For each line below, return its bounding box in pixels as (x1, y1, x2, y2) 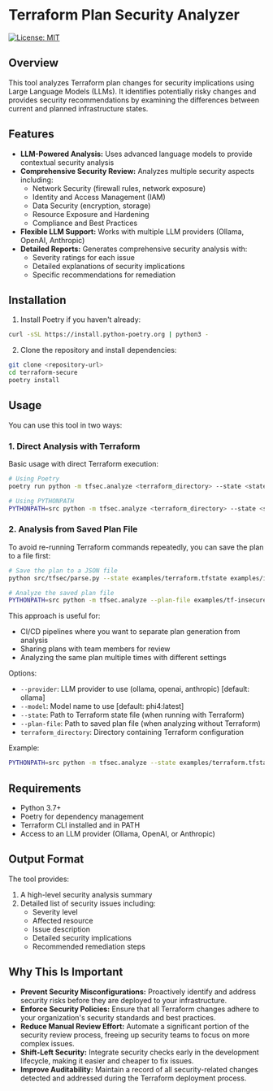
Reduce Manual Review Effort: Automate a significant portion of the (19, 1021, 249, 1031)
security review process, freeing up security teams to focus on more (19, 1030, 250, 1040)
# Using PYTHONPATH (8, 497, 75, 505)
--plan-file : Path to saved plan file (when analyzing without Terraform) (19, 719, 262, 728)
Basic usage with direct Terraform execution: (8, 459, 159, 468)
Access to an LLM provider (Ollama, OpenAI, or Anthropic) (19, 828, 215, 838)
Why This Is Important (8, 965, 123, 979)
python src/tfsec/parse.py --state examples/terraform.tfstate (8, 574, 227, 582)
